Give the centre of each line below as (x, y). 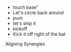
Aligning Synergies (25, 44)
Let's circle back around (38, 13)
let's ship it (24, 23)
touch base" (26, 7)
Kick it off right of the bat (39, 34)
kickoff (20, 29)
